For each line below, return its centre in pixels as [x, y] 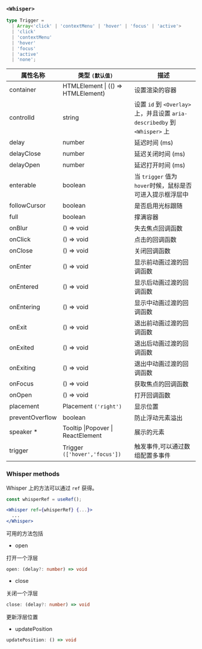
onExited [22, 348]
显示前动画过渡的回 [161, 262]
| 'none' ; [24, 60]
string [71, 118]
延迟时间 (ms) [154, 143]
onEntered [24, 287]
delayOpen [25, 165]
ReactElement [82, 435]
